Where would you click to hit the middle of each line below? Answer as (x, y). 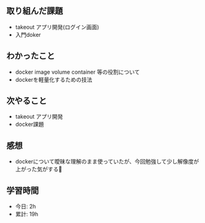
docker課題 (29, 124)
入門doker (28, 34)
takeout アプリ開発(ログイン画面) (57, 27)
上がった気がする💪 (39, 169)
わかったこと (31, 56)
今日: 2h (25, 206)
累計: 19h (27, 214)
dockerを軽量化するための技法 (54, 79)
